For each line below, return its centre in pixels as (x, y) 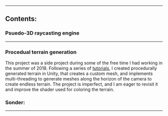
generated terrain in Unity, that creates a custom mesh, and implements (79, 73)
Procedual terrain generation (41, 52)
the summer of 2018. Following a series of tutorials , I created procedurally (81, 68)
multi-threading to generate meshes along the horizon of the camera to (78, 78)
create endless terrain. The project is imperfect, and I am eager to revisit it (82, 84)
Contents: (21, 19)
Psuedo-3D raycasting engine (42, 33)
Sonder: (15, 102)
